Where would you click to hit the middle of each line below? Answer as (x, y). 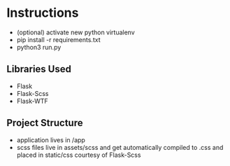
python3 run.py (39, 47)
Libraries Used (39, 69)
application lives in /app (51, 140)
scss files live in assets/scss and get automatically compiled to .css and (120, 147)
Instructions (43, 13)
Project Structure (45, 123)
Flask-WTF (32, 101)
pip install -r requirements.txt (58, 39)
